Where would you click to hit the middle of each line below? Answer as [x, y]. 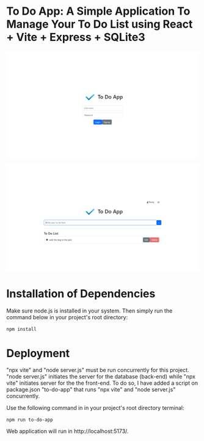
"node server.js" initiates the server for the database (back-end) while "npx [101, 377]
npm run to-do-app [30, 420]
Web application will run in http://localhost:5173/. [67, 431]
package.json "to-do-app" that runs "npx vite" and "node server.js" [91, 390]
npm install [21, 329]
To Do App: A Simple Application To [98, 11]
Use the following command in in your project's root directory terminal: [95, 408]
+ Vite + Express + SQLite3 [76, 37]
